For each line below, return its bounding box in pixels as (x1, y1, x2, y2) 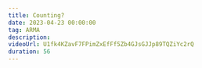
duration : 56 (8, 48, 51, 55)
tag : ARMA (8, 26, 41, 34)
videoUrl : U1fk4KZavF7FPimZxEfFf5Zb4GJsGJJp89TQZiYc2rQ (8, 41, 194, 48)
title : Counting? (8, 11, 65, 20)
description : (8, 33, 51, 41)
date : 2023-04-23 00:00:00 (8, 19, 96, 27)
